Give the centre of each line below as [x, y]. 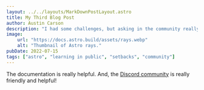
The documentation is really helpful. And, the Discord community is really [98, 74]
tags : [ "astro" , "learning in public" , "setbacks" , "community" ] [91, 57]
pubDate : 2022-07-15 [32, 51]
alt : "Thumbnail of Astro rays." [59, 46]
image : [15, 34]
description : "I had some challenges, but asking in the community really [103, 29]
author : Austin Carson [35, 23]
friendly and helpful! [32, 80]
